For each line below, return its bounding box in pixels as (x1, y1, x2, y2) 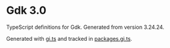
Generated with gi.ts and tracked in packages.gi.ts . (6, 35, 132, 42)
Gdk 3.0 (6, 4, 47, 17)
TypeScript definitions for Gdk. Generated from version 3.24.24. (6, 23, 165, 31)
